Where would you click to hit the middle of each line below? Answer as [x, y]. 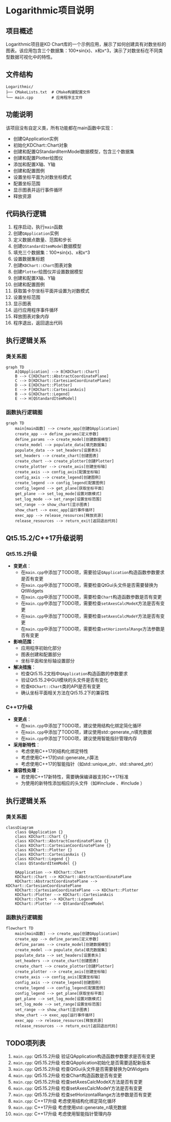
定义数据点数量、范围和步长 [42, 240]
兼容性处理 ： [27, 770]
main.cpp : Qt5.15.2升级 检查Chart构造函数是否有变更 [67, 1075]
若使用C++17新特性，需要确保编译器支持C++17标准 [75, 777]
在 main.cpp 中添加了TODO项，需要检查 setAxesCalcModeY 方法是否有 [90, 616]
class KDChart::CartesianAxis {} [51, 855]
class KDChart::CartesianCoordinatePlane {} [63, 846]
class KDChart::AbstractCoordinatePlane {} [62, 841]
